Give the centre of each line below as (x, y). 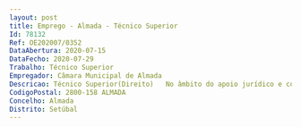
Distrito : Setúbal (43, 109)
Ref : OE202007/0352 (46, 42)
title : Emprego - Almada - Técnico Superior (94, 26)
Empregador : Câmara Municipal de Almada (86, 76)
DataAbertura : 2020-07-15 (57, 51)
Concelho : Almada (42, 101)
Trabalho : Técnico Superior (62, 68)
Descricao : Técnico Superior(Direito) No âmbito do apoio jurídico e (146, 84)
